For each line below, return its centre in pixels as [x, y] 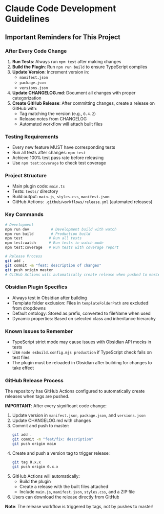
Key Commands [24, 214]
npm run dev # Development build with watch [61, 229]
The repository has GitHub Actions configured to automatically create [75, 391]
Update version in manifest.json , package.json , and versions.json [79, 415]
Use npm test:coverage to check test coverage [59, 163]
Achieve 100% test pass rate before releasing [58, 158]
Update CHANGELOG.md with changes [51, 421]
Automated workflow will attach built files [61, 124]
